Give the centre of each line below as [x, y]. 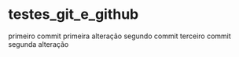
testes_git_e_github [74, 14]
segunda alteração [39, 44]
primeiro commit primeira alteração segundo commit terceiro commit [120, 36]
